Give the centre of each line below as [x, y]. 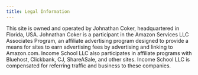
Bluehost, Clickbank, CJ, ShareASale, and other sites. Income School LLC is [98, 59]
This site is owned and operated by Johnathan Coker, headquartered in [93, 28]
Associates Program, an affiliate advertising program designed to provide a [98, 40]
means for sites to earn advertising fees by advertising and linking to [90, 47]
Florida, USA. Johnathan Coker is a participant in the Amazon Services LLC [98, 34]
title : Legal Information [38, 11]
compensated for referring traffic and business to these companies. [89, 66]
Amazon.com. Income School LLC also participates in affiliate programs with [99, 53]
